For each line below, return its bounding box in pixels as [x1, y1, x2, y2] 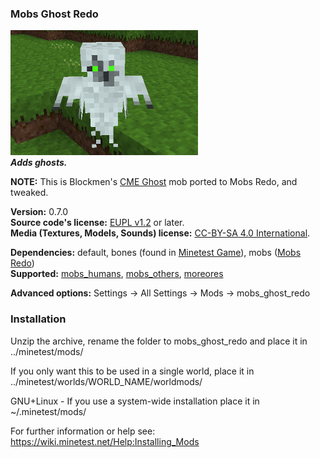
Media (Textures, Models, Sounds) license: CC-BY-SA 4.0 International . [10, 227, 311, 239]
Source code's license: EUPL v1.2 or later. [10, 217, 185, 229]
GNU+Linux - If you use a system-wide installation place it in [10, 395, 260, 407]
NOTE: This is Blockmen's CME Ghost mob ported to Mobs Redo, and [10, 176, 298, 188]
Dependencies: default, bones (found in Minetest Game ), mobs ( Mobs [10, 247, 302, 259]
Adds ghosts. [10, 157, 68, 169]
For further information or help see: [10, 425, 156, 437]
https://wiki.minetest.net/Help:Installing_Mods [10, 435, 200, 447]
